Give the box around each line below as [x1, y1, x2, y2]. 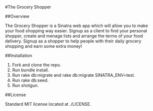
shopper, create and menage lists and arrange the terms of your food [5, 33, 143, 39]
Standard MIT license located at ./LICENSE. [5, 101, 92, 107]
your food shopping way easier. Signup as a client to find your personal [5, 28, 147, 33]
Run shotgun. [12, 83, 39, 88]
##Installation [5, 53, 32, 58]
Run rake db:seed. [12, 77, 49, 83]
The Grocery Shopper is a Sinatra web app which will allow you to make [5, 23, 149, 28]
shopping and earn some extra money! [5, 43, 82, 49]
